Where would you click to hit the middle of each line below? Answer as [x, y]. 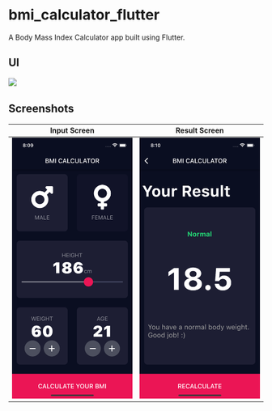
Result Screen [200, 130]
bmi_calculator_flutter [84, 15]
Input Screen [72, 130]
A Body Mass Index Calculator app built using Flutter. [97, 37]
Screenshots [41, 109]
